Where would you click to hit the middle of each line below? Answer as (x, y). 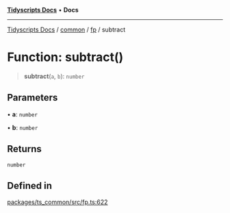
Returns (25, 149)
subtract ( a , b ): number (54, 76)
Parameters (33, 98)
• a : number (22, 114)
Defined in (30, 185)
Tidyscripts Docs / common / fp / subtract (66, 29)
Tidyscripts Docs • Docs (43, 10)
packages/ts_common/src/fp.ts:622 (57, 202)
